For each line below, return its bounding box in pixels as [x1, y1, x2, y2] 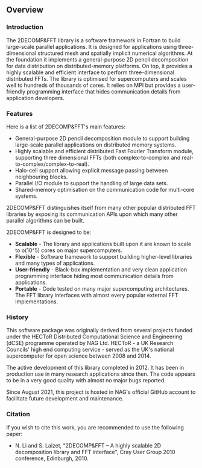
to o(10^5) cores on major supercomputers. [14, 247, 122, 254]
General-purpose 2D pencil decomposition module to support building [14, 134, 190, 142]
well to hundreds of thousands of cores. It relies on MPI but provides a [6, 81, 181, 89]
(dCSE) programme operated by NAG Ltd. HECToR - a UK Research [6, 340, 174, 347]
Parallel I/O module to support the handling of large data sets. [14, 179, 168, 186]
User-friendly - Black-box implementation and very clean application [14, 265, 188, 273]
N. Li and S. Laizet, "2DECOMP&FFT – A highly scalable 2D [14, 441, 162, 449]
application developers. [6, 94, 65, 101]
